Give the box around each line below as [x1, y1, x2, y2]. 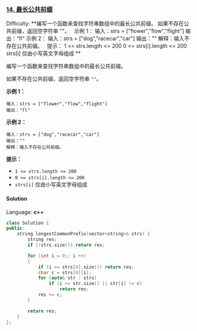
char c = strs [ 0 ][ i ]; [37, 269, 92, 275]
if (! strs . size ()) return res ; [27, 242, 105, 248]
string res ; [27, 237, 58, 243]
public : [6, 225, 26, 231]
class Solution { [6, 220, 49, 226]
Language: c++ [6, 208, 44, 216]
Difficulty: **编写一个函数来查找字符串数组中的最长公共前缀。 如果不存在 [6, 20, 185, 27]
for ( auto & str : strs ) [37, 275, 97, 281]
